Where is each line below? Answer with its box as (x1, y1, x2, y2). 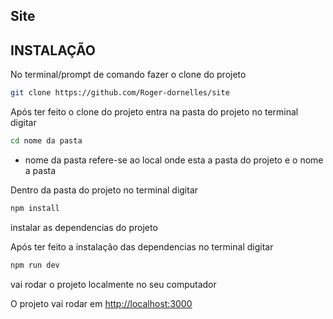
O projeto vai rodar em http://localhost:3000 (10, 297, 193, 309)
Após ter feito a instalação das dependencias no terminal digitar (10, 240, 274, 253)
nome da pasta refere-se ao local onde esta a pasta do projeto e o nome (24, 154, 324, 166)
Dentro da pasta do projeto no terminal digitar (10, 184, 199, 196)
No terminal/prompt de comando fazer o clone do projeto (10, 69, 247, 81)
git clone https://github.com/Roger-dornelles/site (10, 88, 230, 98)
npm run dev (10, 260, 60, 270)
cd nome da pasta (10, 136, 83, 146)
